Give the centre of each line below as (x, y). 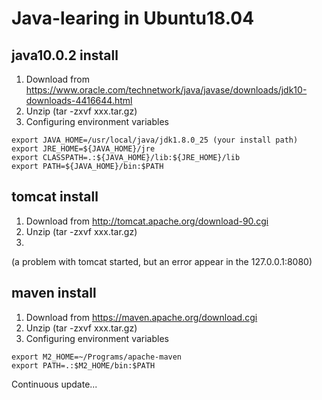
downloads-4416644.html (79, 100)
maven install (54, 293)
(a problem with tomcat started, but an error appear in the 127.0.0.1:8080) (162, 261)
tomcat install (55, 197)
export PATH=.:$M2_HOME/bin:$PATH (83, 365)
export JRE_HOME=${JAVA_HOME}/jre (83, 149)
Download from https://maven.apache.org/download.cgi (141, 317)
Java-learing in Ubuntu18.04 (133, 18)
